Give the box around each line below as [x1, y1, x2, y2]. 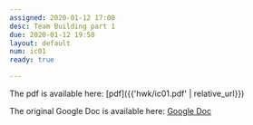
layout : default [9, 38, 71, 48]
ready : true [9, 55, 54, 64]
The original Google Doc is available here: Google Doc [9, 106, 211, 116]
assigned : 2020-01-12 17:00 [9, 13, 116, 23]
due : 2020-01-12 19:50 [9, 30, 95, 39]
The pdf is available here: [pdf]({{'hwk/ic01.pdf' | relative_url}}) [9, 88, 245, 99]
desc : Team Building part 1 [9, 22, 116, 31]
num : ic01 [9, 47, 47, 56]
